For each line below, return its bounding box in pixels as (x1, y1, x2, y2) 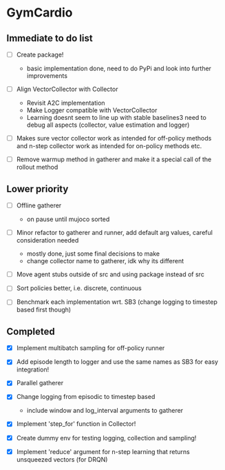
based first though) (16, 305, 72, 314)
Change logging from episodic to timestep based (16, 393, 156, 401)
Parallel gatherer (16, 379, 63, 387)
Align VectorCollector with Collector (16, 85, 118, 94)
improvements (26, 72, 68, 80)
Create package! (16, 50, 64, 59)
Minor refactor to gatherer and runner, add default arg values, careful (16, 229, 213, 237)
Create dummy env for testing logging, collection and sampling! (16, 433, 197, 442)
